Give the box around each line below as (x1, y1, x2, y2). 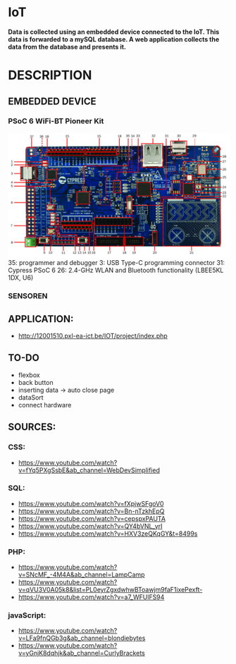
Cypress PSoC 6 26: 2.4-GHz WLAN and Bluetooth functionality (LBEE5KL (8, 266, 224, 275)
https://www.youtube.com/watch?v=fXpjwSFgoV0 (18, 499, 164, 508)
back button (18, 378, 54, 386)
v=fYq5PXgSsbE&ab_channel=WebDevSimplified (18, 466, 161, 474)
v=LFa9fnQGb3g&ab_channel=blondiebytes (18, 634, 146, 642)
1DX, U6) (8, 273, 34, 282)
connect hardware (18, 400, 72, 409)
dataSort (18, 393, 44, 402)
